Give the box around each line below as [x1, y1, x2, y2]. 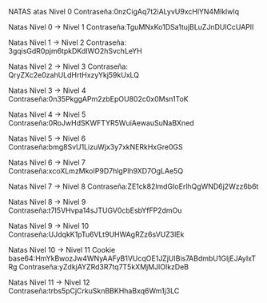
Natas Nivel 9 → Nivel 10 [8, 221, 90, 230]
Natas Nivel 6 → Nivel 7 [8, 157, 86, 167]
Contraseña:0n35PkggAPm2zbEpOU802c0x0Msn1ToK [8, 94, 189, 103]
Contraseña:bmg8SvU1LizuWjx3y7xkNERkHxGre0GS [8, 142, 183, 151]
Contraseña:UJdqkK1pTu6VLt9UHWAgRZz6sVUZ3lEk [8, 229, 185, 239]
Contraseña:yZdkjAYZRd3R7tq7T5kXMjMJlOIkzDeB [18, 262, 189, 271]
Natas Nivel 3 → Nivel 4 [8, 86, 86, 95]
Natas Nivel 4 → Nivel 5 [8, 110, 86, 119]
